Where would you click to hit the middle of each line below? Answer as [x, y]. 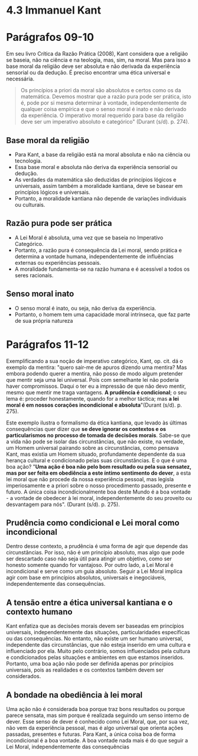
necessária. [20, 79]
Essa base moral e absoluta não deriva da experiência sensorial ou [96, 167]
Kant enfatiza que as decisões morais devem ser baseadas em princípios [95, 626]
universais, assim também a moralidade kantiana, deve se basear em [99, 186]
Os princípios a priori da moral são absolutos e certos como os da [101, 90]
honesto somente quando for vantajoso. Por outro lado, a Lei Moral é [90, 565]
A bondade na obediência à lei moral [74, 695]
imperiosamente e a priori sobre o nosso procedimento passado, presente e [99, 485]
